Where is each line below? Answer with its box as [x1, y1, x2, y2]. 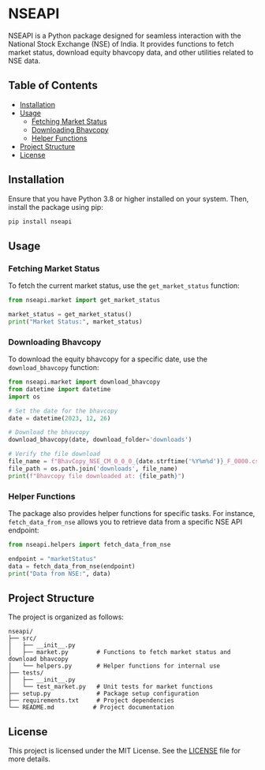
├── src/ [8, 634, 37, 643]
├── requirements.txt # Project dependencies [8, 697, 175, 705]
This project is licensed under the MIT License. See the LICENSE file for [8, 746, 241, 756]
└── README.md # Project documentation [8, 704, 175, 712]
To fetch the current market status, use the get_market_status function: [8, 281, 241, 290]
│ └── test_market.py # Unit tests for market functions [8, 683, 214, 691]
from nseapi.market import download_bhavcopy [8, 378, 160, 387]
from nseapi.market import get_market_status [8, 297, 160, 305]
